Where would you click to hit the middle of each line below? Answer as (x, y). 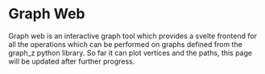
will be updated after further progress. (72, 61)
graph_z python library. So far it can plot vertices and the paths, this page (130, 53)
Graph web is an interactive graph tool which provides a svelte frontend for (133, 36)
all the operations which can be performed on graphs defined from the (126, 44)
